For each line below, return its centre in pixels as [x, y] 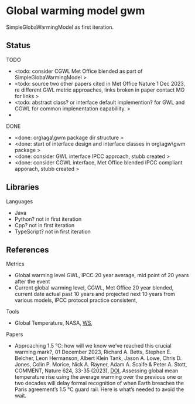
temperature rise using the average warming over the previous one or [98, 377]
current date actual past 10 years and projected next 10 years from [95, 294]
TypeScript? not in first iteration [52, 231]
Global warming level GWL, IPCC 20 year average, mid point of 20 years [102, 275]
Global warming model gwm [76, 11]
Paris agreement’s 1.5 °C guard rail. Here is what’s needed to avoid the [99, 389]
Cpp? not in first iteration [45, 225]
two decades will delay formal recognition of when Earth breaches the [99, 383]
